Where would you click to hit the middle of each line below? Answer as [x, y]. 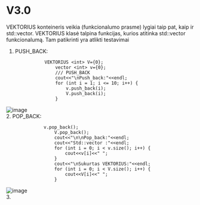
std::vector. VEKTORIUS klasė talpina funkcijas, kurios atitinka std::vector [96, 33]
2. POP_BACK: [24, 116]
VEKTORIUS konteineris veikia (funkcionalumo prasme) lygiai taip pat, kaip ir [100, 27]
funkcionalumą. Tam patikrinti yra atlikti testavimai [68, 39]
